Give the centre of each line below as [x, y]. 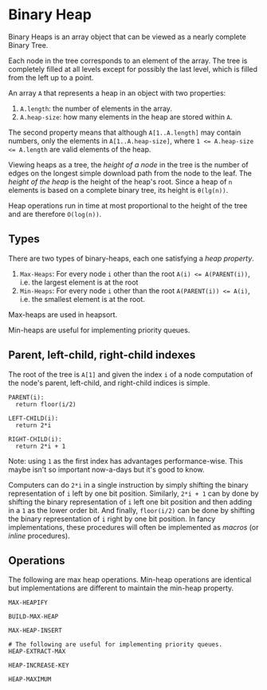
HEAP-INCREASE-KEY [39, 666]
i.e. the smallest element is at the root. [82, 299]
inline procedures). [39, 535]
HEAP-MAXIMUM [30, 680]
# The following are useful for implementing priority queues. [116, 645]
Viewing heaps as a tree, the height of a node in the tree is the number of [128, 164]
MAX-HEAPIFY [28, 603]
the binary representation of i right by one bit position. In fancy [112, 519]
